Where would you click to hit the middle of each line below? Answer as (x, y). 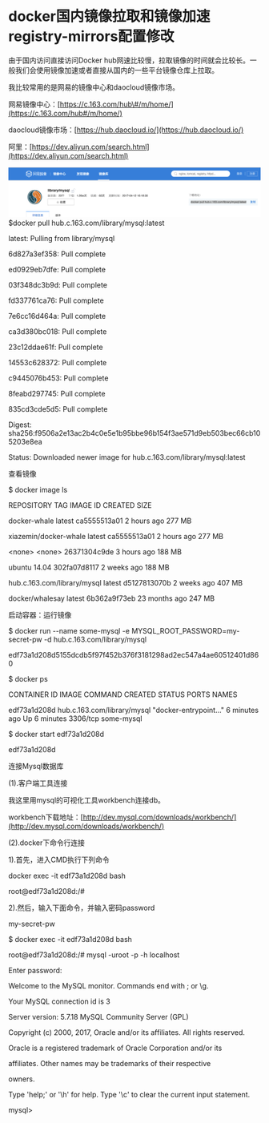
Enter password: (35, 970)
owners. (22, 1079)
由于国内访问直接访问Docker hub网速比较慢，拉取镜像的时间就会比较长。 (129, 60)
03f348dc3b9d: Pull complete (58, 284)
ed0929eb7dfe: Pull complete (57, 269)
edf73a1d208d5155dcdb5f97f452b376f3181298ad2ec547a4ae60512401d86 (134, 654)
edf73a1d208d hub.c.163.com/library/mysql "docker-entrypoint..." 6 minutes (133, 710)
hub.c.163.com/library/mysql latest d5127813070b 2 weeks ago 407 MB (126, 582)
